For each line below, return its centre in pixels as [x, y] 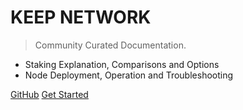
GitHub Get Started [49, 94]
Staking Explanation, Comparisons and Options [122, 64]
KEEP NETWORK [81, 17]
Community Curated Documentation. [110, 45]
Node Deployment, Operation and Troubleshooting [129, 75]
